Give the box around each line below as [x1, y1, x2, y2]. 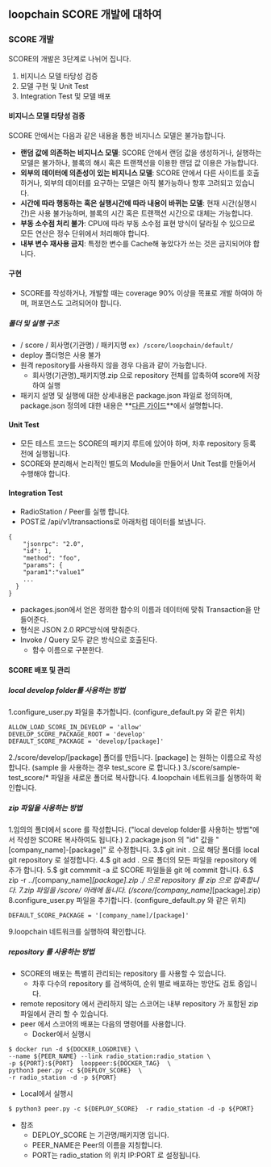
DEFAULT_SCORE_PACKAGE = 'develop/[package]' [8, 737, 164, 745]
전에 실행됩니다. [19, 449, 70, 459]
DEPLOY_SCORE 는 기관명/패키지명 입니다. [31, 1130, 169, 1140]
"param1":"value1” [23, 569, 85, 577]
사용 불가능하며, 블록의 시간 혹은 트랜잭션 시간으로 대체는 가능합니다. [37, 208, 253, 218]
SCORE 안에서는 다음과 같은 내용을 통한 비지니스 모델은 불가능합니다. [8, 130, 226, 140]
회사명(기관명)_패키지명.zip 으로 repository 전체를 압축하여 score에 [31, 371, 246, 380]
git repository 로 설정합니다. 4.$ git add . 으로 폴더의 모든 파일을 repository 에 [8, 855, 257, 864]
